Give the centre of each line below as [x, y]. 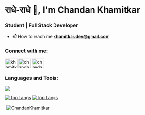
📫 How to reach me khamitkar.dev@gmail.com [61, 37]
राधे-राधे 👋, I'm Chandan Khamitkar [72, 10]
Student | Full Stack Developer [42, 25]
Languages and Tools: [32, 78]
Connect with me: [27, 51]
